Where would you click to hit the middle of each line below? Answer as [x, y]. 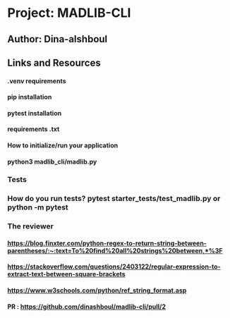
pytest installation [35, 113]
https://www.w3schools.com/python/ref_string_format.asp [97, 291]
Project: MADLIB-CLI [69, 13]
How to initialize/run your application [63, 145]
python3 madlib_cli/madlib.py [52, 161]
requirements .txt [34, 129]
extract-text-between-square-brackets [66, 274]
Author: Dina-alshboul [57, 39]
